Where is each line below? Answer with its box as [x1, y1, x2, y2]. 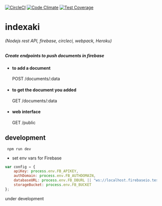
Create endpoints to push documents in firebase [5, 53, 105, 59]
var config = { [5, 164, 36, 169]
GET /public [12, 119, 36, 126]
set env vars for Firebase [12, 155, 62, 161]
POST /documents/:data [12, 76, 60, 82]
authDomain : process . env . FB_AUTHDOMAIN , [13, 174, 96, 178]
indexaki [5, 22, 40, 32]
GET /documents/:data [12, 97, 57, 104]
